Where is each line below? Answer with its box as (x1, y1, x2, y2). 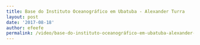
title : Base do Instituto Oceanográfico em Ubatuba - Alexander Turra (6, 8, 185, 15)
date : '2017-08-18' (6, 19, 55, 25)
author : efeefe (6, 25, 44, 31)
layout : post (6, 14, 39, 20)
